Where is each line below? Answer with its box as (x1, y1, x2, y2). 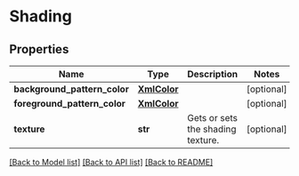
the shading (186, 123, 238, 135)
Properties (9, 42, 69, 57)
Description (186, 68, 238, 80)
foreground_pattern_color (13, 98, 126, 109)
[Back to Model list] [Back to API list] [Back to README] (9, 157, 214, 167)
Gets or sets (186, 112, 238, 124)
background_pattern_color (13, 83, 129, 95)
